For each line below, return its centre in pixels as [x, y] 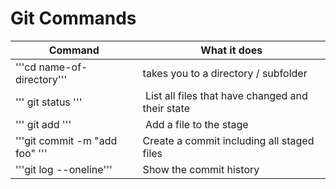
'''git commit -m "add [66, 140]
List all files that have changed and [226, 95]
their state [166, 108]
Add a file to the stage [196, 124]
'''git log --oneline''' [64, 169]
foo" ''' [31, 153]
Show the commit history [201, 169]
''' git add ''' [43, 124]
